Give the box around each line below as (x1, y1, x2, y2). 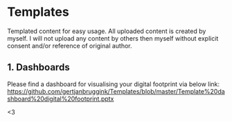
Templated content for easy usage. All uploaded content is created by (7, 27, 206, 35)
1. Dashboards (7, 61, 71, 73)
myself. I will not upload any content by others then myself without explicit (7, 34, 219, 42)
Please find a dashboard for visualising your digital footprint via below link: (7, 80, 220, 88)
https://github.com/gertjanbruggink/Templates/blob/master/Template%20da (7, 87, 225, 95)
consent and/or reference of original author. (7, 41, 133, 50)
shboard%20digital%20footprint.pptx (7, 94, 114, 103)
